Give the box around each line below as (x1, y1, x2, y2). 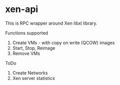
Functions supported (5, 30, 49, 36)
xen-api (5, 4, 39, 15)
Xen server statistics (12, 75, 55, 81)
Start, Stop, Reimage (12, 45, 55, 51)
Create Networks (12, 69, 48, 76)
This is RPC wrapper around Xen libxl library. (5, 20, 98, 26)
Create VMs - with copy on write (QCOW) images (12, 39, 115, 46)
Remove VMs (12, 50, 40, 56)
